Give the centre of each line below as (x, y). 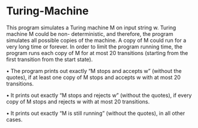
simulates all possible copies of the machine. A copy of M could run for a (96, 40)
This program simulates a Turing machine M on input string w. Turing (91, 28)
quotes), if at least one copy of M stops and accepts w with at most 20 (94, 77)
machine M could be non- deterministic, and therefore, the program (90, 33)
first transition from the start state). (49, 59)
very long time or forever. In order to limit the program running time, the (94, 47)
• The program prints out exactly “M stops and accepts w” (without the (94, 71)
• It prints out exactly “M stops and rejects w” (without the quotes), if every (99, 95)
